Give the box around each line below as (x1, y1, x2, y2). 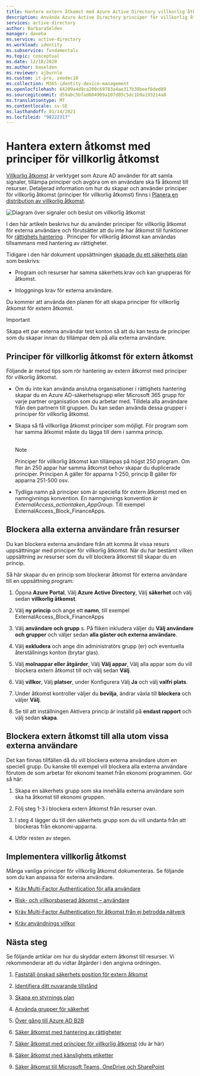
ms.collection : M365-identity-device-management (6, 81, 129, 87)
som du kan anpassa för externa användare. (6, 874, 114, 881)
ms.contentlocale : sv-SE (6, 103, 68, 109)
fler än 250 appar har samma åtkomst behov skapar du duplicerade (14, 464, 180, 471)
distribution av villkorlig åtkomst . (6, 197, 86, 204)
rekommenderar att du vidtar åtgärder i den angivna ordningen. (6, 959, 161, 966)
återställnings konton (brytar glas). (14, 649, 100, 656)
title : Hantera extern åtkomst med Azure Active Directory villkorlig (6, 8, 185, 15)
